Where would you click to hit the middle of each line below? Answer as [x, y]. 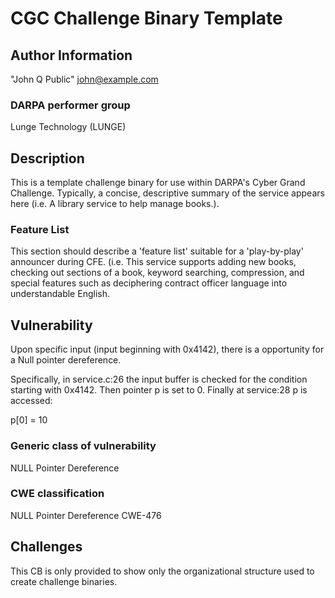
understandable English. [60, 294]
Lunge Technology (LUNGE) [68, 127]
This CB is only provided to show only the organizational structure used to [162, 571]
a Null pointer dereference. [66, 360]
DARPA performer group [70, 105]
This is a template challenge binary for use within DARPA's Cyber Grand [158, 183]
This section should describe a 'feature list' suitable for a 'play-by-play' [157, 251]
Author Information [71, 55]
